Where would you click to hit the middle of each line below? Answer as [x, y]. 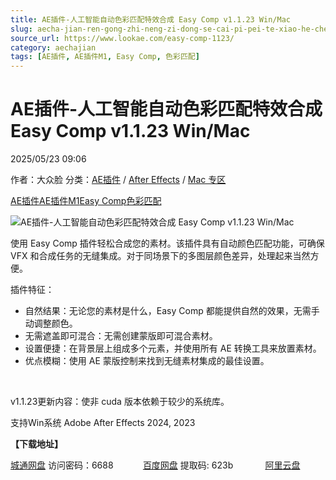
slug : [21, 29]
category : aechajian [53, 47]
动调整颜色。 [51, 323]
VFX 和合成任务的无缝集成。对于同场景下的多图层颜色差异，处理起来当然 [160, 256]
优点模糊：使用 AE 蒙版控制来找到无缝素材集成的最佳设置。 [147, 361]
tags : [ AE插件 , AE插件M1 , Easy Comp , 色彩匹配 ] [105, 57]
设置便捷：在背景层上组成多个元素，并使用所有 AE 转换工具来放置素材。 [173, 348]
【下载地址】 [36, 444]
